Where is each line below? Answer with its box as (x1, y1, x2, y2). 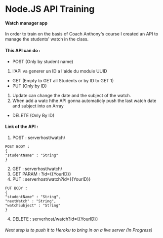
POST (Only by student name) (12, 58, 74, 65)
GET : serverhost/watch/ (12, 166, 63, 171)
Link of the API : (5, 124, 39, 130)
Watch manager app (5, 20, 48, 26)
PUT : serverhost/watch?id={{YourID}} (12, 176, 91, 182)
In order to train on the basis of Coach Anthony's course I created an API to (5, 31, 159, 37)
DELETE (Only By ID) (12, 112, 55, 118)
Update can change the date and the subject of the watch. (12, 92, 131, 98)
